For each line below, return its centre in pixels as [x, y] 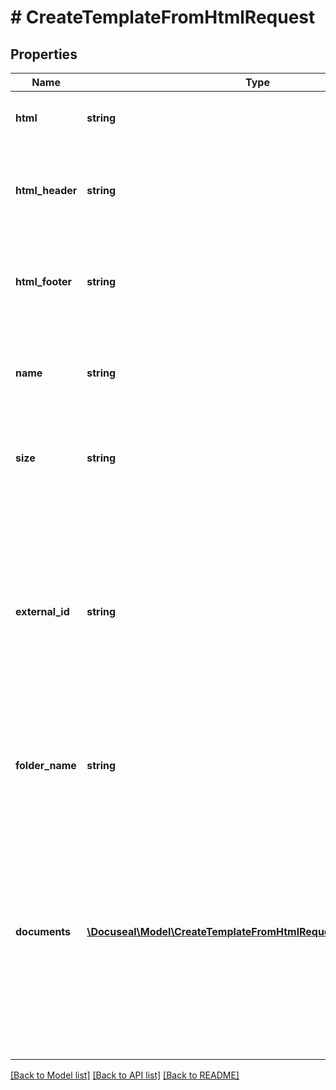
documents [43, 931]
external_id [42, 611]
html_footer [44, 281]
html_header [46, 190]
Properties [44, 54]
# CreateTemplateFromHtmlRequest [163, 17]
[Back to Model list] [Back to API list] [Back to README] [125, 1075]
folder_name [46, 765]
